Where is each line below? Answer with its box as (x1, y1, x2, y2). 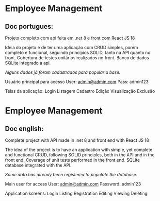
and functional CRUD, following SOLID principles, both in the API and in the (5, 152, 155, 158)
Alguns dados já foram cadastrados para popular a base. (5, 69, 121, 75)
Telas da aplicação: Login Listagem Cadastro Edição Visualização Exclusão (5, 88, 155, 94)
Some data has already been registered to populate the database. (5, 172, 138, 177)
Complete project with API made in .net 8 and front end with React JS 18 (5, 137, 149, 143)
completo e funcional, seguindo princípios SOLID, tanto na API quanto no (5, 50, 151, 55)
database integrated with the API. (5, 162, 72, 168)
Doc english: (5, 124, 44, 133)
